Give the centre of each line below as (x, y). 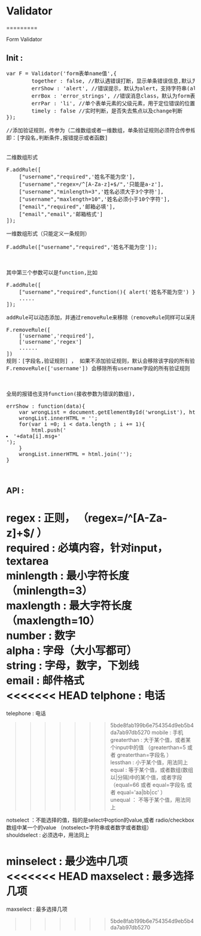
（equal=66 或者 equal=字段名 (148, 785)
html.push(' (49, 430)
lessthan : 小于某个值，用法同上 (149, 762)
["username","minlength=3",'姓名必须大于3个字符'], (92, 192)
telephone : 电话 (26, 713)
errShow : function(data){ (46, 406)
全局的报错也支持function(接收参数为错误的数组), (71, 394)
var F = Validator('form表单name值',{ (61, 73)
